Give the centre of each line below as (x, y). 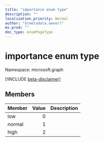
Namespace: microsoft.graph (34, 70)
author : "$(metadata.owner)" (35, 23)
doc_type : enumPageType (29, 32)
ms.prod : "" (17, 28)
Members (20, 95)
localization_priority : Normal (37, 18)
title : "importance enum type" (37, 9)
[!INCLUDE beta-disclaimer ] (33, 79)
